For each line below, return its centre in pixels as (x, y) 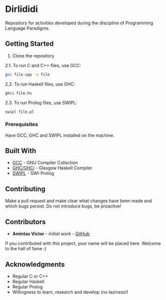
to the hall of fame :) (26, 249)
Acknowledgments (35, 264)
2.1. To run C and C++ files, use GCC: (43, 65)
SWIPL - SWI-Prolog (33, 173)
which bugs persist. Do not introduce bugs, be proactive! (63, 206)
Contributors (26, 222)
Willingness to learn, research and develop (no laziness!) (70, 292)
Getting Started (29, 44)
